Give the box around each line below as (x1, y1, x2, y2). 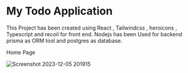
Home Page (6, 48, 36, 56)
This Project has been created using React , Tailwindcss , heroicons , (6, 24, 177, 31)
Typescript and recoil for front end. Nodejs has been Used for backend (6, 30, 183, 37)
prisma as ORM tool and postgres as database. (6, 37, 122, 44)
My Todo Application (6, 4, 113, 18)
